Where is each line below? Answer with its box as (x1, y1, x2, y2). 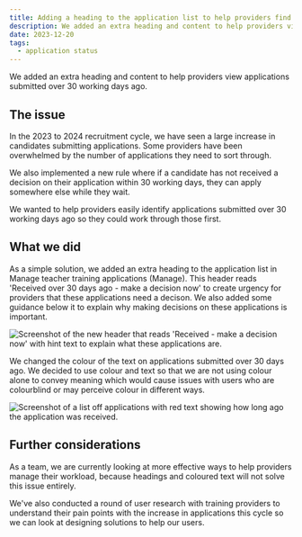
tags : (9, 38, 30, 48)
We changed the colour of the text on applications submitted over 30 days (9, 355, 285, 366)
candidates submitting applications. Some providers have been (9, 140, 243, 151)
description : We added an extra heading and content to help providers (9, 22, 283, 31)
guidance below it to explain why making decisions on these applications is (9, 301, 288, 312)
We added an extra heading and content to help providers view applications (9, 71, 290, 82)
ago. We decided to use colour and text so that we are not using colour (9, 365, 272, 376)
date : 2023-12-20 (9, 30, 75, 39)
